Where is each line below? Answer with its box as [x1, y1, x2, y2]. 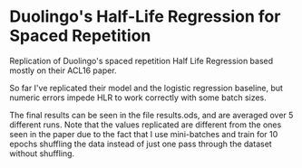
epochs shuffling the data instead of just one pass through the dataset [9, 138, 272, 149]
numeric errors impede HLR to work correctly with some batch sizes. [9, 92, 268, 103]
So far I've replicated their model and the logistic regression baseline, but [9, 82, 284, 93]
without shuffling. [9, 147, 75, 159]
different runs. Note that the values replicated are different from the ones [9, 119, 282, 130]
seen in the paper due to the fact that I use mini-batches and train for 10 [9, 128, 278, 139]
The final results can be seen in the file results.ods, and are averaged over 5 [9, 109, 294, 120]
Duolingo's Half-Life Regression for [9, 6, 281, 27]
